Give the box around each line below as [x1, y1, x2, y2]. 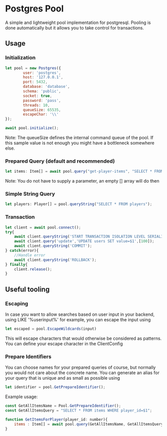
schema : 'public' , [23, 89, 61, 94]
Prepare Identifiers [5, 353, 52, 360]
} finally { [5, 262, 28, 267]
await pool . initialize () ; [5, 126, 59, 131]
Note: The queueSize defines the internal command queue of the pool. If [5, 135, 154, 140]
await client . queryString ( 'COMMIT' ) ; [14, 243, 92, 248]
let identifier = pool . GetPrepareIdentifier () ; [5, 385, 106, 390]
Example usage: [5, 394, 38, 400]
